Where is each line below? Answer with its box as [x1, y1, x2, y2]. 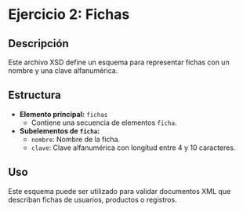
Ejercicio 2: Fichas [8, 5, 130, 24]
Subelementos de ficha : [19, 126, 100, 135]
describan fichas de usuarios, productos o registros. [8, 195, 178, 204]
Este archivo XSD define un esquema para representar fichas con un [8, 57, 230, 67]
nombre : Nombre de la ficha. [31, 134, 121, 144]
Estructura [8, 89, 61, 102]
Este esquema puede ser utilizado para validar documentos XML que [8, 186, 231, 196]
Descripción [8, 37, 69, 50]
